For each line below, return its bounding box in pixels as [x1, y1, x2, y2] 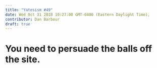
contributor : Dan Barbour [5, 17, 60, 22]
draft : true [5, 21, 30, 27]
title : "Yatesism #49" [5, 7, 53, 13]
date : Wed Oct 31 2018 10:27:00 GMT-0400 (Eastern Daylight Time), [5, 12, 150, 17]
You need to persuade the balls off [5, 43, 152, 54]
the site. [5, 54, 40, 65]
